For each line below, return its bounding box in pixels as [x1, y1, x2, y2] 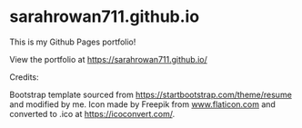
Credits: [9, 71, 39, 83]
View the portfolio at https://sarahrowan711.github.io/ [9, 54, 207, 64]
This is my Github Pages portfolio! [9, 36, 136, 47]
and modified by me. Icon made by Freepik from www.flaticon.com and [9, 98, 276, 110]
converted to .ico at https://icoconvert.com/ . [9, 108, 176, 119]
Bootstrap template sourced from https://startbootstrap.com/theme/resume [9, 89, 293, 100]
